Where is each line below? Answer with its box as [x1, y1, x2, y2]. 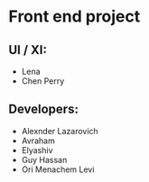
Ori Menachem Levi [21, 164, 95, 175]
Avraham [21, 135, 55, 146]
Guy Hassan [21, 154, 68, 165]
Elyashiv [21, 144, 53, 155]
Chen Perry [21, 76, 65, 86]
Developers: [8, 102, 79, 117]
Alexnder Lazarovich [21, 125, 98, 136]
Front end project [8, 6, 141, 27]
